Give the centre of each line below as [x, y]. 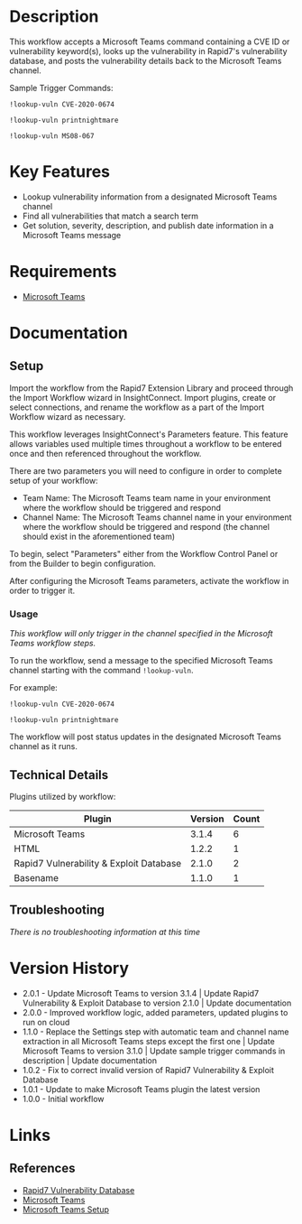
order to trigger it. [42, 590]
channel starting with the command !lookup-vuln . [101, 671]
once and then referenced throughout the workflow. [105, 453]
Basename [37, 877]
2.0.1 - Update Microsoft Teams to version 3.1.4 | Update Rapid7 [141, 993]
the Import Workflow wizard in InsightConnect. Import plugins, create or [143, 397]
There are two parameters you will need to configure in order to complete [146, 470]
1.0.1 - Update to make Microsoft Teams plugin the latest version [141, 1089]
